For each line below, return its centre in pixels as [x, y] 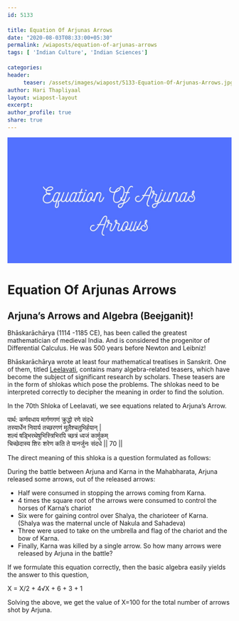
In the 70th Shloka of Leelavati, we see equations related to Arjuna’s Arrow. [117, 406]
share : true [25, 120]
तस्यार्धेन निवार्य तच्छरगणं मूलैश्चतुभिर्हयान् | [54, 428]
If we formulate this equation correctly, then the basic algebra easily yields [117, 567]
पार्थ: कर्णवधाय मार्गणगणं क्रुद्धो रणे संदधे [51, 420]
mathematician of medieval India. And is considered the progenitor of [109, 341]
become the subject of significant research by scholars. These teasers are [116, 377]
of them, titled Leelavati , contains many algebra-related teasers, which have [118, 369]
